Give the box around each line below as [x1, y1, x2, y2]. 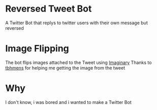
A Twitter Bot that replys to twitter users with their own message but [5, 20, 148, 26]
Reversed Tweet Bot [5, 3, 92, 15]
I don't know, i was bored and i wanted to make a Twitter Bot [5, 99, 132, 105]
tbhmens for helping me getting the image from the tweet [5, 65, 125, 71]
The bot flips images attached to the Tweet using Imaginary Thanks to [5, 59, 152, 66]
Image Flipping [5, 43, 70, 54]
